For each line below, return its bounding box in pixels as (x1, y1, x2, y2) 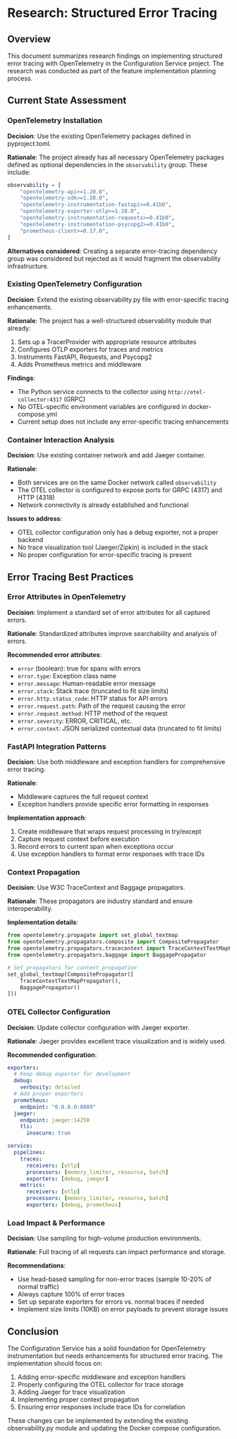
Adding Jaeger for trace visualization (17, 1388, 126, 1397)
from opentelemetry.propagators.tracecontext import (7, 945, 166, 953)
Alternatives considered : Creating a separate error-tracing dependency (7, 247, 218, 255)
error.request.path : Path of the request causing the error (17, 702, 186, 710)
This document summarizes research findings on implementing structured (7, 51, 223, 60)
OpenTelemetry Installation (7, 116, 103, 125)
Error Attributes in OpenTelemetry (7, 592, 126, 602)
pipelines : (13, 1149, 46, 1156)
